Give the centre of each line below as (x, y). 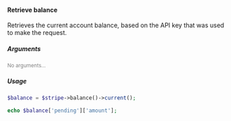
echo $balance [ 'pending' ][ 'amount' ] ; (62, 111)
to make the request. (37, 33)
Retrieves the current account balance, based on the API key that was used (116, 25)
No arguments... (27, 66)
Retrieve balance (33, 10)
